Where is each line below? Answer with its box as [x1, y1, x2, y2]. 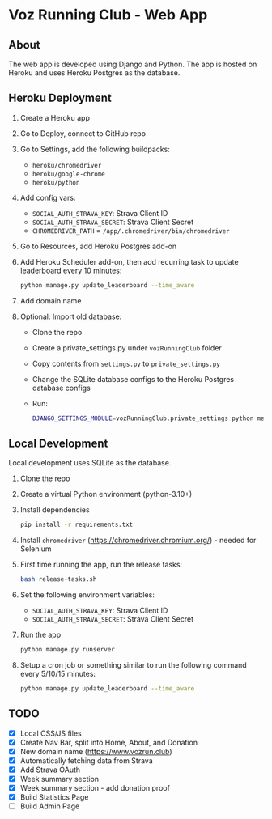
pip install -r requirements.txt [19, 520, 134, 529]
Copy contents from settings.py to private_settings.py [32, 359, 220, 368]
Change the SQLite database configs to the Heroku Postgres [32, 374, 235, 384]
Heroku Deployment [8, 91, 112, 105]
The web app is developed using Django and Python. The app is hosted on [8, 59, 257, 69]
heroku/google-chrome [32, 170, 105, 178]
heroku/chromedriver [32, 161, 102, 169]
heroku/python [32, 178, 80, 187]
